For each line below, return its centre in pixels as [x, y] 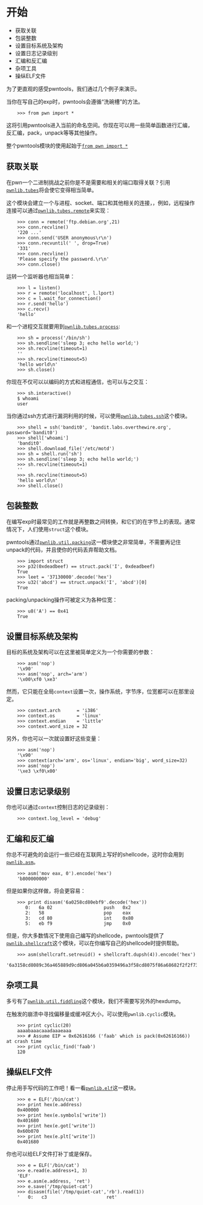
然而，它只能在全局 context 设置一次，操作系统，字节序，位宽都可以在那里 [98, 691]
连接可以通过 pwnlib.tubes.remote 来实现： [59, 210]
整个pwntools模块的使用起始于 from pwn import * [67, 146]
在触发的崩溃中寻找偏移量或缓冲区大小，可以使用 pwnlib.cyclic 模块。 [93, 1014]
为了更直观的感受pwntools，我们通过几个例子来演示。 [73, 89]
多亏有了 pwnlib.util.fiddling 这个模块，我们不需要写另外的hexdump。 [95, 1001]
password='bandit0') [32, 432]
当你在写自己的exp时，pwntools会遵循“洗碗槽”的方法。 [75, 101]
